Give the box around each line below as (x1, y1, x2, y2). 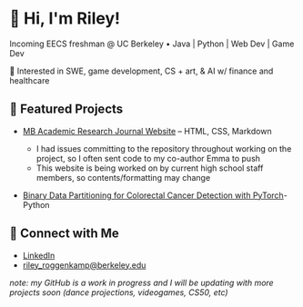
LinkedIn (22, 250, 56, 261)
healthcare (9, 74, 50, 85)
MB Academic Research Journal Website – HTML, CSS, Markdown (22, 125, 272, 136)
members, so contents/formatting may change (35, 172, 211, 183)
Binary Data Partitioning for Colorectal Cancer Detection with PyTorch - (22, 190, 288, 201)
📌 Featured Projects (9, 102, 124, 117)
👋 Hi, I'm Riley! (9, 8, 121, 29)
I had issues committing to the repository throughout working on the (35, 143, 292, 153)
